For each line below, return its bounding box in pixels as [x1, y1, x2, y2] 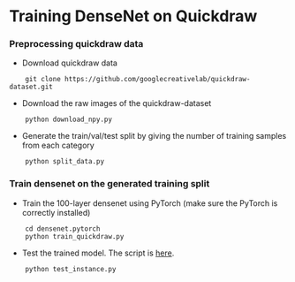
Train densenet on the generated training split [9, 178, 210, 190]
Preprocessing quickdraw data [9, 38, 144, 50]
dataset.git [9, 82, 53, 92]
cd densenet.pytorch [25, 224, 101, 233]
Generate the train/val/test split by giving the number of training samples [21, 131, 287, 141]
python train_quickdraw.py [25, 232, 125, 240]
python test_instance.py [25, 264, 117, 273]
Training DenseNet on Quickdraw [9, 6, 258, 27]
